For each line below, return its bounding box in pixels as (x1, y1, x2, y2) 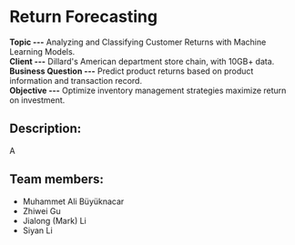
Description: (9, 121, 82, 137)
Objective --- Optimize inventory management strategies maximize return (9, 85, 287, 96)
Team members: (9, 171, 105, 188)
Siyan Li (22, 225, 53, 236)
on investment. (9, 94, 66, 106)
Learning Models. (9, 46, 76, 56)
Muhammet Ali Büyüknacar (22, 196, 125, 207)
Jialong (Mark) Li (22, 215, 86, 226)
